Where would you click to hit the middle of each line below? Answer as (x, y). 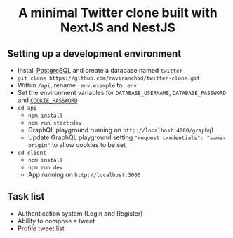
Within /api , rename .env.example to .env (77, 85)
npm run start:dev (55, 123)
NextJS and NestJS (118, 28)
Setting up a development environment (94, 54)
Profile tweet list (41, 228)
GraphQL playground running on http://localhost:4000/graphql (121, 130)
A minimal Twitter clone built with (118, 13)
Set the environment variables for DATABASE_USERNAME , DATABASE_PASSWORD (122, 93)
